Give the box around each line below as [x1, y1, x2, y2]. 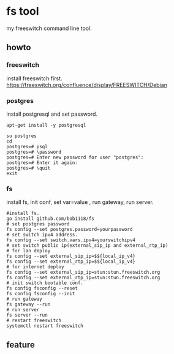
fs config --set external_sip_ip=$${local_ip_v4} [6, 253, 136, 260]
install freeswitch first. [6, 75, 62, 82]
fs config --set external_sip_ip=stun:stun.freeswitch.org [6, 269, 161, 276]
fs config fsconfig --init [6, 291, 75, 297]
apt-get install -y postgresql [6, 122, 86, 128]
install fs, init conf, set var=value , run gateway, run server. [6, 198, 154, 206]
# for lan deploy [6, 248, 51, 254]
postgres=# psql [6, 143, 48, 149]
